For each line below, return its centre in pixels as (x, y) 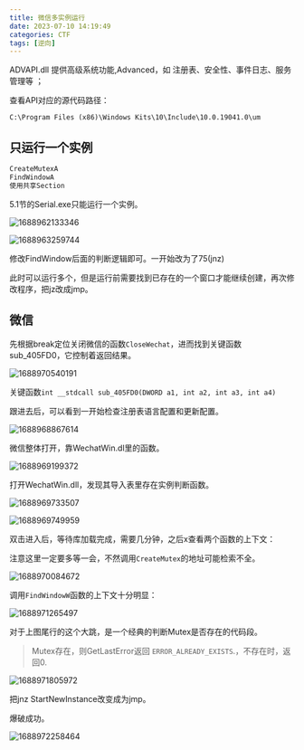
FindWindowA (32, 177)
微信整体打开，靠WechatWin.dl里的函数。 (87, 448)
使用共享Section (37, 185)
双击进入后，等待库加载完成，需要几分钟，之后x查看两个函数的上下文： (142, 538)
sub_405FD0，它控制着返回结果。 (73, 355)
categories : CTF (40, 34)
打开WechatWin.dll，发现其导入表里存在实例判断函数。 (112, 484)
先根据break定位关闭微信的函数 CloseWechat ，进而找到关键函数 (126, 344)
